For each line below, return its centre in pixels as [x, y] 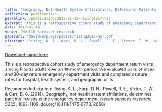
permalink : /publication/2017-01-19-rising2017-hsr [58, 18]
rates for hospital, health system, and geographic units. [60, 79]
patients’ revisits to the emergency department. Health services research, [78, 99]
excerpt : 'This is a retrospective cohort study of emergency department [81, 23]
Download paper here [27, 55]
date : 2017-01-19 [22, 28]
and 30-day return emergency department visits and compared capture [76, 74]
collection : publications [31, 14]
